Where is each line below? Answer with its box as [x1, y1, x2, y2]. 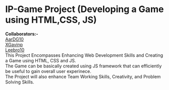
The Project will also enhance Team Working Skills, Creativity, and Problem [5, 73, 161, 79]
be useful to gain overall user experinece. [5, 68, 92, 74]
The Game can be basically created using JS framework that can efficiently [5, 63, 162, 69]
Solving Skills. [5, 79, 34, 85]
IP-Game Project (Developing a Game [5, 4, 164, 15]
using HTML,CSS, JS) [5, 14, 97, 26]
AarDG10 [5, 36, 24, 42]
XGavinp [5, 41, 23, 47]
